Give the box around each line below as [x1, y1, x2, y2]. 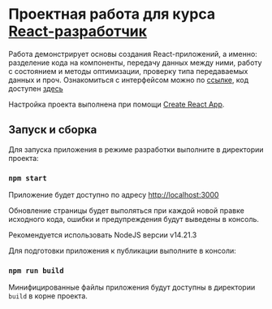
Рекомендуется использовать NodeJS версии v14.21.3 [8, 230, 197, 240]
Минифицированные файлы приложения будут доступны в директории [8, 282, 256, 293]
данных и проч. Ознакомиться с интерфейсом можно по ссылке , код [8, 75, 249, 85]
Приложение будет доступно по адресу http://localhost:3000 [8, 190, 219, 200]
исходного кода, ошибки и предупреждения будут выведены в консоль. [8, 215, 260, 224]
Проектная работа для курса [8, 5, 216, 24]
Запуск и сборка [8, 123, 97, 137]
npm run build [8, 266, 64, 275]
